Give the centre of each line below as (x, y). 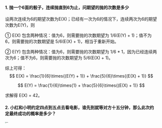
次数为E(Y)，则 (20, 25)
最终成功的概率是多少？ (32, 113)
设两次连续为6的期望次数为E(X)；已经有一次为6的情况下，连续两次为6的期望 (81, 19)
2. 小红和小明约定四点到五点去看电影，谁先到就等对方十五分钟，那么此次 (77, 107)
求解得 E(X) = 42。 (24, 96)
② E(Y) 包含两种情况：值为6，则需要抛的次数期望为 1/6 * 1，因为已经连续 (79, 52)
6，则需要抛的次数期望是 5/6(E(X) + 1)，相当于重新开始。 (62, 42)
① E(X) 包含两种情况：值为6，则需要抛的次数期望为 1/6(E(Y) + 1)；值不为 (78, 35)
